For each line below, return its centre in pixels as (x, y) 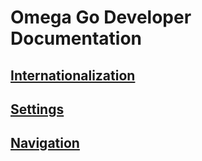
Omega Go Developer (101, 17)
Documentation (76, 38)
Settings (37, 109)
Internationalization (73, 75)
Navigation (45, 143)
